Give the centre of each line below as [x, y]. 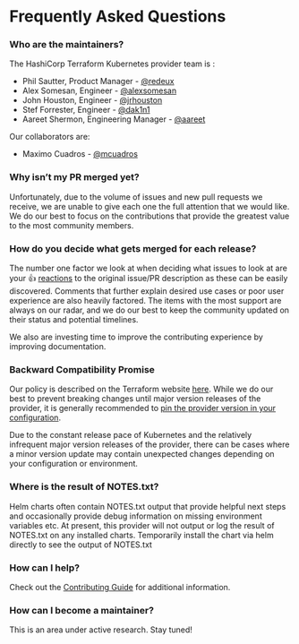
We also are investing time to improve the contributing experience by [137, 337]
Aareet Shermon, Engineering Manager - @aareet [114, 119]
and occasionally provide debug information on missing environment [136, 516]
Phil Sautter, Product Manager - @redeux [98, 82]
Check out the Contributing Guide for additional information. [120, 587]
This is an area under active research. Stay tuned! [101, 630]
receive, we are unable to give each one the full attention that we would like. [149, 206]
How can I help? [45, 568]
